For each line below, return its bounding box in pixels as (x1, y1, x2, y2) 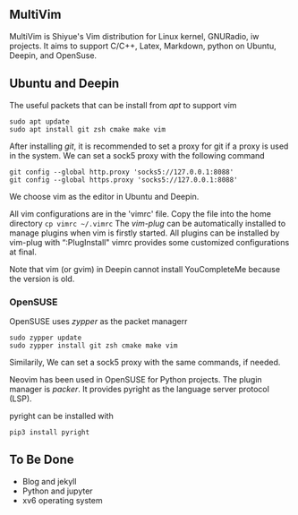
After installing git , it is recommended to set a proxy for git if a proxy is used (9, 141, 289, 151)
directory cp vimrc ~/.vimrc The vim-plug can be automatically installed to (9, 218, 286, 228)
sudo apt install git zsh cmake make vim (9, 124, 166, 133)
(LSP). (9, 393, 33, 404)
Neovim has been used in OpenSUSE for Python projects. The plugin (9, 373, 262, 384)
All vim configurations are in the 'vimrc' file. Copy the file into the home (9, 208, 271, 219)
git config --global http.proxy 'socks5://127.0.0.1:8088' (9, 167, 234, 176)
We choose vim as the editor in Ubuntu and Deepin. (9, 191, 200, 202)
